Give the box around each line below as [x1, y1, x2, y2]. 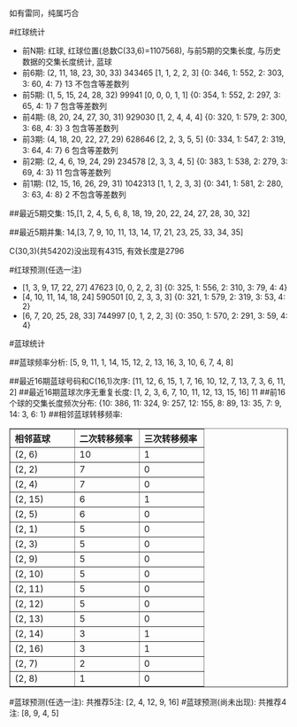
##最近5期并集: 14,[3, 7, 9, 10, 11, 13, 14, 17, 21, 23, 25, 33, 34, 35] [9, 227, 244, 237]
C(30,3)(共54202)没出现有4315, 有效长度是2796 [9, 246, 185, 256]
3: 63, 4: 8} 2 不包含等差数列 [21, 189, 126, 199]
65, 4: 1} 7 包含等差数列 [21, 101, 108, 111]
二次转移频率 [79, 433, 133, 445]
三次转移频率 [144, 433, 198, 445]
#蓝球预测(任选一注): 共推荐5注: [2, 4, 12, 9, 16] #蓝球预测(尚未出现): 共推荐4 [9, 697, 287, 707]
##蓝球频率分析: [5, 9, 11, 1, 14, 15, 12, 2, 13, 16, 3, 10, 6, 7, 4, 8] [9, 357, 234, 367]
